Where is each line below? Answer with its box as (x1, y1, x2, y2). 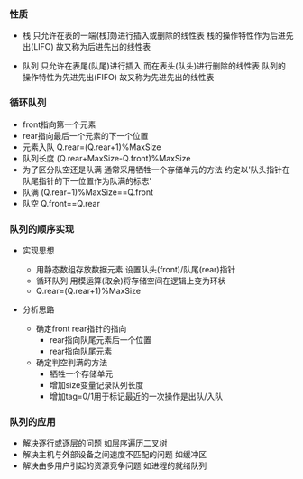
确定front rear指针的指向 (35, 323, 127, 334)
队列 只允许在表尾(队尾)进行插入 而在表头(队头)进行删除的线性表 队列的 (22, 60, 287, 71)
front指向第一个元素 (22, 119, 96, 130)
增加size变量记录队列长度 (49, 379, 144, 390)
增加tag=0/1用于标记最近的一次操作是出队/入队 (49, 391, 224, 401)
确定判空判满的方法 (35, 356, 108, 367)
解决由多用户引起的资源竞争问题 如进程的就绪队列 (22, 460, 207, 471)
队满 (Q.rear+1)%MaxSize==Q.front (22, 187, 154, 198)
